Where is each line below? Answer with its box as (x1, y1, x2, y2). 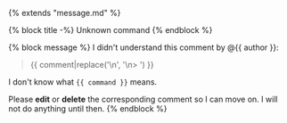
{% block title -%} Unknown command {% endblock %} (8, 25, 213, 35)
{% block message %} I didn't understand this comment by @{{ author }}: (8, 42, 280, 53)
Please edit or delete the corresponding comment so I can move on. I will (8, 94, 278, 104)
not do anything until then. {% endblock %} (8, 103, 168, 114)
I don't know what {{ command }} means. (8, 77, 158, 87)
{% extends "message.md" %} (8, 8, 121, 18)
